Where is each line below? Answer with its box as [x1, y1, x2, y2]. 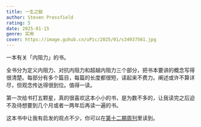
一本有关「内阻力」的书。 [6, 54, 69, 61]
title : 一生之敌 [6, 8, 43, 15]
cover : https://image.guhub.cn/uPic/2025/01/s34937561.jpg [6, 37, 157, 43]
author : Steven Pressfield [6, 14, 74, 20]
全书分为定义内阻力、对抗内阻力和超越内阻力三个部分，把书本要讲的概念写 [6, 66, 190, 74]
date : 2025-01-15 [6, 25, 50, 32]
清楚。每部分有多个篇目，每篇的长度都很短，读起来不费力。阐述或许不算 [11, 74, 190, 81]
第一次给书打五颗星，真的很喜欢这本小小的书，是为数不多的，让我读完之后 [6, 94, 190, 101]
